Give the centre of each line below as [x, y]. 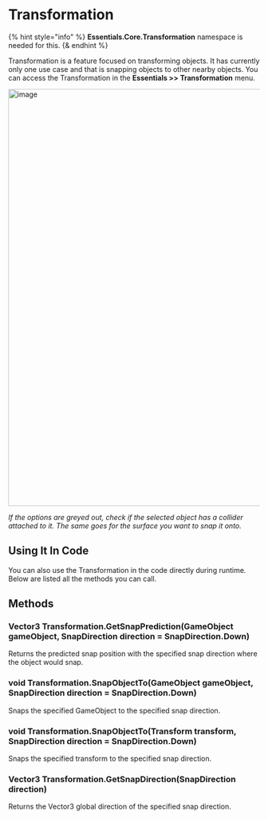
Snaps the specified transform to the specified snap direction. [110, 759]
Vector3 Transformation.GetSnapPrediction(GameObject [121, 626]
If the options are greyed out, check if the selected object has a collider [126, 517]
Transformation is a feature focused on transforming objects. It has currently [134, 61]
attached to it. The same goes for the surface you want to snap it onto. [125, 526]
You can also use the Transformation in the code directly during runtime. [127, 570]
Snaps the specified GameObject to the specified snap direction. [114, 710]
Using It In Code [49, 551]
